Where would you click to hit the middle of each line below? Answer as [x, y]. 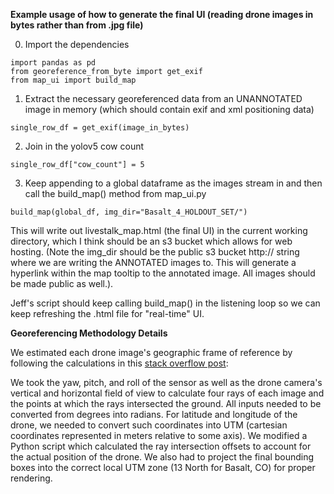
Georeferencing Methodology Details [89, 333]
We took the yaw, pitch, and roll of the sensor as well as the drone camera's [166, 382]
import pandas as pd [53, 63]
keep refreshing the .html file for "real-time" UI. [107, 313]
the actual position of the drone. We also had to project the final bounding [162, 457]
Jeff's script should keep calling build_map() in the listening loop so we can [165, 303]
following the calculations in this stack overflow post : [119, 363]
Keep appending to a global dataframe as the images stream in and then [173, 183]
